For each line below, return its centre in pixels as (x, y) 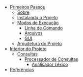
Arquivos (33, 33)
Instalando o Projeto (37, 17)
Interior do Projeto (28, 49)
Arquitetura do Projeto (40, 43)
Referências (22, 70)
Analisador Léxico (50, 64)
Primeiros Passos (27, 7)
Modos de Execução (38, 23)
